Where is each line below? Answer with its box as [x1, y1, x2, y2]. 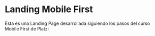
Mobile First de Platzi [5, 25, 49, 31]
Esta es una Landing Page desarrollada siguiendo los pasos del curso [5, 20, 150, 26]
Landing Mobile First [5, 4, 94, 15]
